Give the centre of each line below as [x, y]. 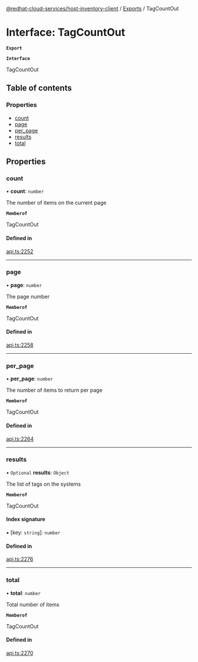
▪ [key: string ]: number [33, 532]
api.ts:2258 [20, 345]
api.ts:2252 [20, 251]
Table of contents [39, 88]
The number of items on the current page [56, 203]
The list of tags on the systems [44, 484]
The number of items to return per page [55, 390]
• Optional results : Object [38, 472]
